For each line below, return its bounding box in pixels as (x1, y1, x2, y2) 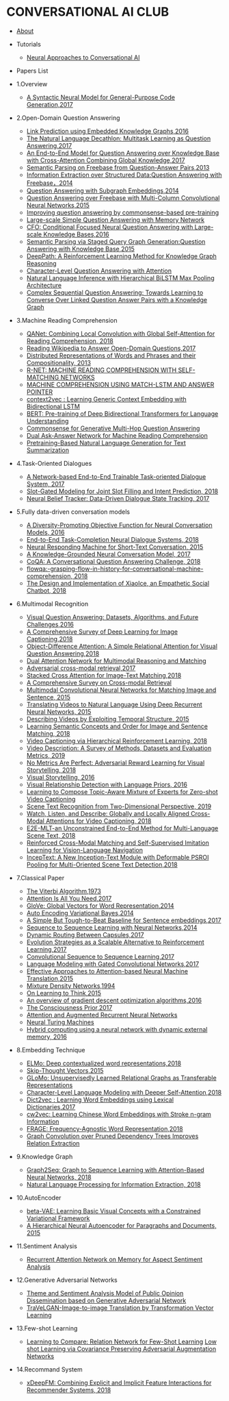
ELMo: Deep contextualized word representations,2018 (26, 1059, 182, 1067)
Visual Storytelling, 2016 (26, 773, 95, 781)
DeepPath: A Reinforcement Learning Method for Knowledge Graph (26, 251, 217, 260)
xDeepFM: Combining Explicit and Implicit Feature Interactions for (26, 1378, 212, 1387)
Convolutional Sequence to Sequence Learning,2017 (26, 952, 175, 960)
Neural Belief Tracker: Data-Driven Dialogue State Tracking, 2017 (26, 494, 210, 502)
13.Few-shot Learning (16, 1324, 78, 1332)
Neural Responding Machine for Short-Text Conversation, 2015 (26, 543, 204, 551)
